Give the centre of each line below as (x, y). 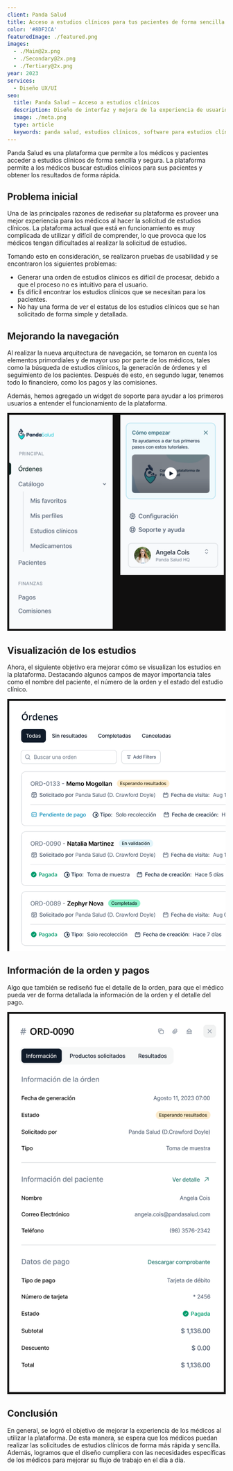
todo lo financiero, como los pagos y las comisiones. (82, 383)
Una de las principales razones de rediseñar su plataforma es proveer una (113, 214)
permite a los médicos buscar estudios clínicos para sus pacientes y (105, 168)
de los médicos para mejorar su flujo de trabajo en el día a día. (96, 1460)
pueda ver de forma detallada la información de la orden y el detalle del (109, 995)
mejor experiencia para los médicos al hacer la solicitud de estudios (104, 221)
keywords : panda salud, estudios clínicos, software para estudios (113, 132)
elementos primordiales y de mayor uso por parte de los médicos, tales (109, 360)
